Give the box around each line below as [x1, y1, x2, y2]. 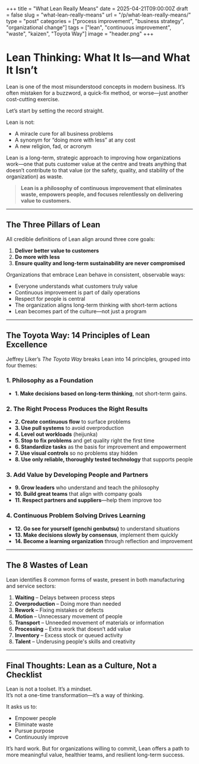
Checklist [6, 669, 43, 680]
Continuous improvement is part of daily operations [14, 288, 140, 296]
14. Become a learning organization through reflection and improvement [14, 537, 192, 544]
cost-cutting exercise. [6, 95, 60, 102]
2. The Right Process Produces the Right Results [6, 405, 148, 413]
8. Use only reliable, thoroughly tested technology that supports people [14, 456, 193, 463]
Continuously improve [14, 734, 69, 741]
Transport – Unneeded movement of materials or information [14, 619, 165, 626]
